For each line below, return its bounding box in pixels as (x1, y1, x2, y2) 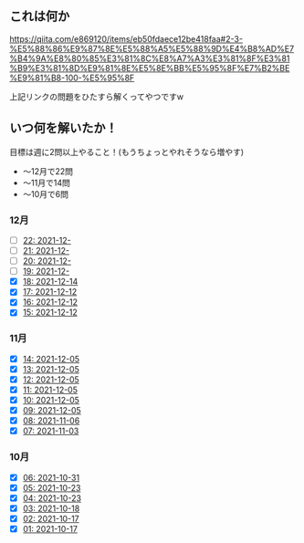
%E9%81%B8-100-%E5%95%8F (9, 72, 135, 83)
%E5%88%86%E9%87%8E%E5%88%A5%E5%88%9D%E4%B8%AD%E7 (9, 43, 295, 54)
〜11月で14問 (22, 177, 70, 188)
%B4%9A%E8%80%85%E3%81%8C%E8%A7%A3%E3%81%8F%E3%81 (9, 53, 290, 64)
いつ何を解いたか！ (9, 120, 118, 136)
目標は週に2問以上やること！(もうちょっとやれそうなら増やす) (9, 146, 245, 157)
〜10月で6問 (22, 188, 69, 199)
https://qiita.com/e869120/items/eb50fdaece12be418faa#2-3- (9, 33, 244, 44)
